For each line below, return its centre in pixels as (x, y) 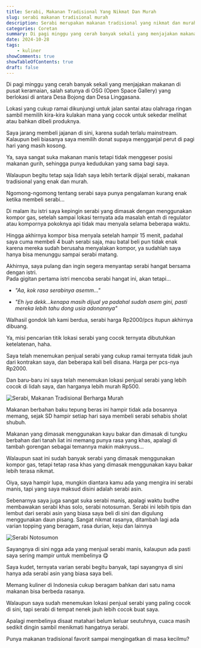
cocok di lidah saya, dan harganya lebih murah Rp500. (73, 387)
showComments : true (31, 56)
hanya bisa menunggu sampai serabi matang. (62, 254)
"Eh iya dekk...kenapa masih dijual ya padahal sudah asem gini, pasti (101, 302)
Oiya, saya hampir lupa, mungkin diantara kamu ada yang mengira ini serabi (100, 483)
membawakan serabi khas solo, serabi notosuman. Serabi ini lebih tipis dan (99, 507)
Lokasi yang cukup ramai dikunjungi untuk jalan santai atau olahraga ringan (99, 109)
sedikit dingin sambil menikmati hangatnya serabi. (68, 627)
